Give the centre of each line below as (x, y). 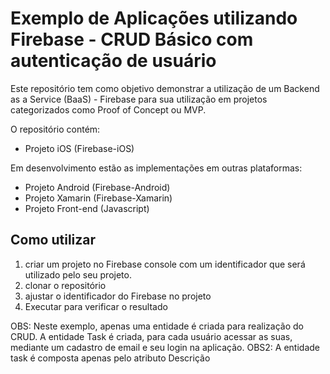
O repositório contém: (55, 129)
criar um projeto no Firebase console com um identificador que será (165, 264)
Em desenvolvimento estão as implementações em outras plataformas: (156, 168)
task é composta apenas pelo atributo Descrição (110, 358)
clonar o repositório (65, 285)
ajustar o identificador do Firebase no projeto (118, 296)
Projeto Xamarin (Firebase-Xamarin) (98, 198)
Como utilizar (53, 240)
